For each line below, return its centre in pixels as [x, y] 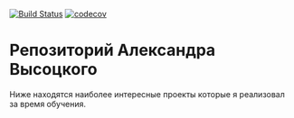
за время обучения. [47, 104]
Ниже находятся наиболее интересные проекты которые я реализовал [147, 94]
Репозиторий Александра [113, 50]
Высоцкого [53, 70]
